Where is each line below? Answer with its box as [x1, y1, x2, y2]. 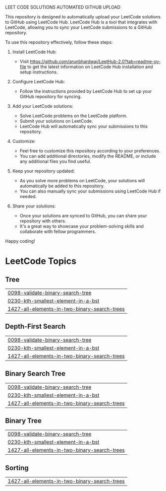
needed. [19, 194, 37, 199]
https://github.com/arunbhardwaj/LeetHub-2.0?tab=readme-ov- [29, 59, 161, 64]
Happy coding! [5, 238, 36, 244]
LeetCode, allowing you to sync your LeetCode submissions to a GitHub [5, 24, 152, 30]
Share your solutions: [12, 203, 56, 209]
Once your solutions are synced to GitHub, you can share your [19, 213, 147, 218]
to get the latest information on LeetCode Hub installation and [27, 64, 153, 70]
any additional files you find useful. [19, 158, 92, 164]
